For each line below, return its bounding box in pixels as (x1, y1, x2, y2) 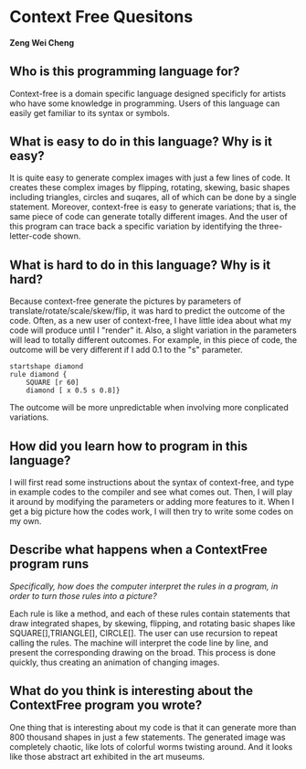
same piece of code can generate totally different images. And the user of (9, 211, 288, 222)
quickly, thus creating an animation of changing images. (9, 657, 220, 668)
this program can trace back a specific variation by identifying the (9, 221, 258, 232)
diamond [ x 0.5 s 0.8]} (26, 386, 121, 395)
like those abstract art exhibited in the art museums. (9, 751, 206, 762)
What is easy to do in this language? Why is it (9, 134, 272, 149)
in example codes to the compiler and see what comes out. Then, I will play (9, 486, 293, 497)
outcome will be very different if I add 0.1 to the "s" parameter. (9, 345, 244, 356)
